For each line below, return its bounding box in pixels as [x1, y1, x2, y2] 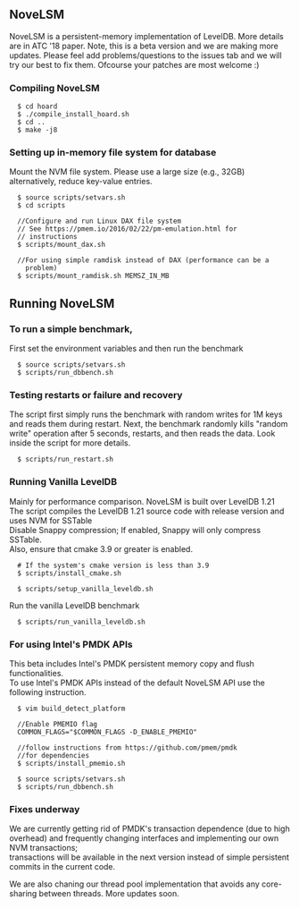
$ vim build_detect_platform [17, 704, 126, 713]
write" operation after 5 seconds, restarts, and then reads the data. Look [9, 429, 276, 439]
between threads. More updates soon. [38, 888, 180, 899]
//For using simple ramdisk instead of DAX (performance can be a [17, 256, 270, 265]
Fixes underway [9, 802, 80, 815]
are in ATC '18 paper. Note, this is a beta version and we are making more [9, 40, 279, 51]
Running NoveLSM [9, 295, 115, 311]
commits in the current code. [9, 861, 116, 872]
